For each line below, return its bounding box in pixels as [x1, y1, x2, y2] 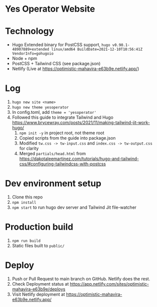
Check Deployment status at [12, 281, 69, 287]
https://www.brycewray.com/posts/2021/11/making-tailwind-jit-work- [12, 120, 150, 126]
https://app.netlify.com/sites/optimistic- [69, 281, 149, 287]
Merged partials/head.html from [19, 151, 86, 157]
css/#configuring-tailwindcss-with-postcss [19, 161, 106, 167]
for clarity [19, 145, 39, 151]
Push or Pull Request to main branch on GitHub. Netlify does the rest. [12, 276, 150, 282]
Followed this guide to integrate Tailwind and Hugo [12, 114, 114, 120]
